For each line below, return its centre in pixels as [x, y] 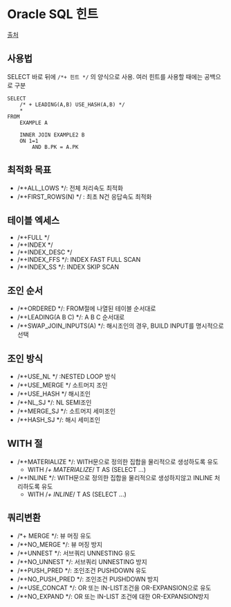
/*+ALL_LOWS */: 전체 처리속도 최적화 [70, 188]
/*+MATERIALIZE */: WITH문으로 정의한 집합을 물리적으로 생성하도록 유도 [118, 461]
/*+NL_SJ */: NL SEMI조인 [54, 402]
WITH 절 [25, 444]
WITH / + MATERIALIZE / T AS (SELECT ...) [87, 469]
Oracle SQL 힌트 [53, 14]
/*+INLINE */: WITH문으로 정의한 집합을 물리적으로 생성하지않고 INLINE [115, 477]
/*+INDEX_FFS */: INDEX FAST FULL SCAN [79, 260]
